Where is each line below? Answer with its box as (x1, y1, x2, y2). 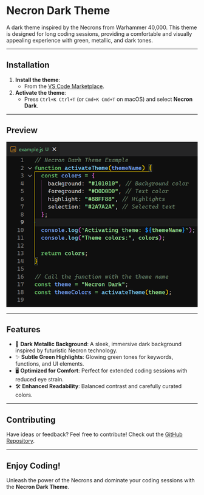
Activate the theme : (15, 89, 67, 96)
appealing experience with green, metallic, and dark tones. (6, 36, 154, 44)
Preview (6, 125, 38, 135)
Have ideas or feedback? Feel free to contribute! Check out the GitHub (6, 431, 183, 438)
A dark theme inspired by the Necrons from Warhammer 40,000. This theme (6, 24, 197, 31)
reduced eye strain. (15, 376, 64, 383)
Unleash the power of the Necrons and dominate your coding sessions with (6, 477, 195, 484)
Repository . (6, 437, 35, 445)
